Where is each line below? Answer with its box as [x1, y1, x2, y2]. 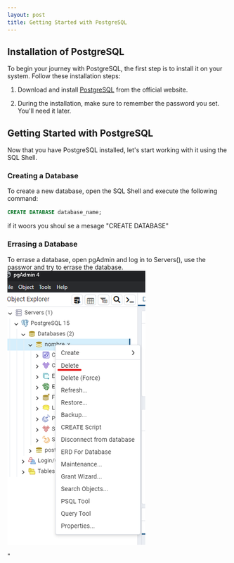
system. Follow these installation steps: [7, 72, 121, 80]
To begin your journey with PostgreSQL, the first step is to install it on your [7, 64, 223, 73]
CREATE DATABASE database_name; [7, 209, 102, 216]
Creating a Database [7, 171, 79, 181]
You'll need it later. [17, 106, 72, 116]
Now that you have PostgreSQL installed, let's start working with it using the [7, 146, 227, 154]
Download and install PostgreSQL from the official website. [17, 85, 188, 94]
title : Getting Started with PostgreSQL [7, 18, 128, 26]
